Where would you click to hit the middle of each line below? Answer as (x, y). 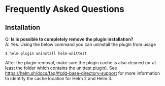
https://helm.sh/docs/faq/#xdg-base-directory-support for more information (82, 73)
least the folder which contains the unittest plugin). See (61, 68)
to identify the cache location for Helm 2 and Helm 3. (59, 78)
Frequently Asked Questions (65, 9)
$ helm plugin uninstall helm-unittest (46, 53)
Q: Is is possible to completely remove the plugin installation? (69, 39)
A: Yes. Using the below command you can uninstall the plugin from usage (81, 44)
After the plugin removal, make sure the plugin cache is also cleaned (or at (81, 63)
